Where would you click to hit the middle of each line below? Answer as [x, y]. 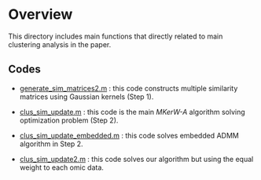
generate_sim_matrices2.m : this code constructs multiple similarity [129, 88]
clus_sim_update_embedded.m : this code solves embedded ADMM [129, 135]
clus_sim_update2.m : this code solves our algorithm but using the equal [136, 159]
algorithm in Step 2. [51, 144]
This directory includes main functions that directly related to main [116, 36]
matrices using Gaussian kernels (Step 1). [86, 97]
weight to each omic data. [62, 167]
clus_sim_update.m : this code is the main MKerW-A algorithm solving [132, 112]
